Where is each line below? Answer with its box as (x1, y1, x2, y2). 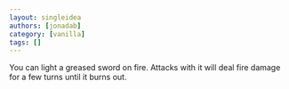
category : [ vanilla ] (9, 29, 86, 38)
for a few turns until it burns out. (9, 72, 127, 83)
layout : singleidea (9, 12, 82, 22)
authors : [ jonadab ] (9, 21, 82, 30)
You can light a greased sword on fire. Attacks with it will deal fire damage (9, 62, 281, 73)
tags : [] (9, 37, 42, 47)
